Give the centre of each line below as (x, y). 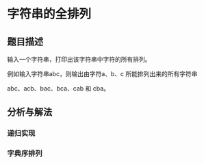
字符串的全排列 (49, 14)
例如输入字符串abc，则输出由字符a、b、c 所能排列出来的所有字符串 (102, 74)
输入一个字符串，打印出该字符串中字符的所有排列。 (79, 59)
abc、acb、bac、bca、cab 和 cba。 (59, 89)
